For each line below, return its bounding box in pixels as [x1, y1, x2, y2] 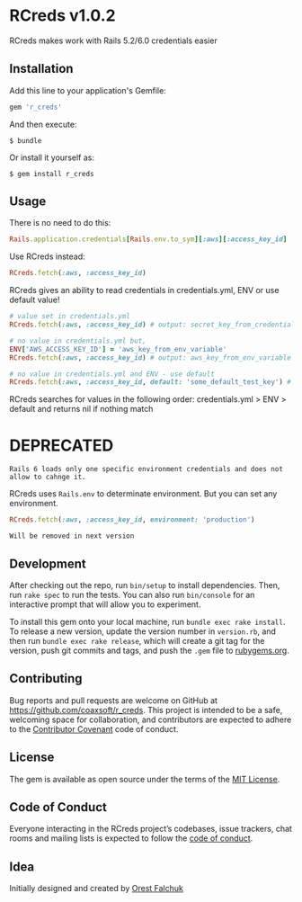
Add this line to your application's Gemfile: [9, 85, 166, 95]
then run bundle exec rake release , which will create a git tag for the [9, 635, 265, 646]
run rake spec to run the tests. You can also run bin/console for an [9, 589, 255, 600]
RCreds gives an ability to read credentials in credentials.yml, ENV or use [9, 285, 280, 296]
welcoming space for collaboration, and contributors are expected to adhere [9, 714, 292, 725]
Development [9, 556, 87, 571]
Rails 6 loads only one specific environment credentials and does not [9, 465, 283, 474]
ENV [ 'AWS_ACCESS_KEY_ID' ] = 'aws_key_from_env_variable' [9, 344, 227, 353]
